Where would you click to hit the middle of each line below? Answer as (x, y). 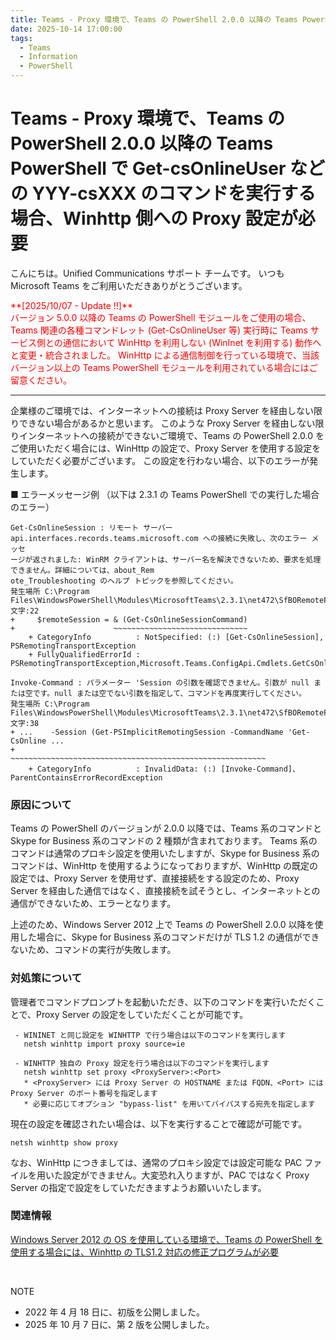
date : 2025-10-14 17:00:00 (66, 29)
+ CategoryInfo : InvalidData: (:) (122, 769)
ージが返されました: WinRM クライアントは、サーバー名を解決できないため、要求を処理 (166, 559)
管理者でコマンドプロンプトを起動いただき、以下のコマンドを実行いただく (163, 1002)
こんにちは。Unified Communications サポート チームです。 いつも (147, 273)
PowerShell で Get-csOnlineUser (148, 168)
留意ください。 (41, 380)
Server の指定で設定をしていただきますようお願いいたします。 (138, 1187)
